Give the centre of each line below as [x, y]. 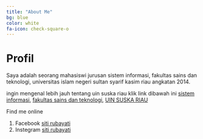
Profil [20, 59]
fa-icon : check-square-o [38, 29]
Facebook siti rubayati [43, 123]
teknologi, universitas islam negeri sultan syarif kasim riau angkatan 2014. [98, 82]
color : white [23, 23]
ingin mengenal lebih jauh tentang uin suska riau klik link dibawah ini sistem [101, 94]
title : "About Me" [29, 12]
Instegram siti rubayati [43, 130]
